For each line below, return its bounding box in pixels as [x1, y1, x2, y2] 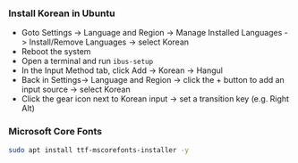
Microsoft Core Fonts [8, 126, 102, 138]
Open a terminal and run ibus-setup [21, 56, 154, 67]
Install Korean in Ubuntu [8, 7, 115, 20]
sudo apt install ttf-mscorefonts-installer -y [8, 145, 190, 154]
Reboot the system [21, 46, 91, 57]
